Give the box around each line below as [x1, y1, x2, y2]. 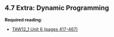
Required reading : [4, 17, 43, 22]
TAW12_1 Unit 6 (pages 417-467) [11, 26, 78, 32]
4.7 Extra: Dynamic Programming [4, 4, 110, 12]
